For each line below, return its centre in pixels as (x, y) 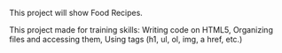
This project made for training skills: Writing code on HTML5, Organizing (141, 30)
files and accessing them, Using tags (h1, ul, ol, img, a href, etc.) (126, 39)
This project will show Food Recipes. (76, 13)
